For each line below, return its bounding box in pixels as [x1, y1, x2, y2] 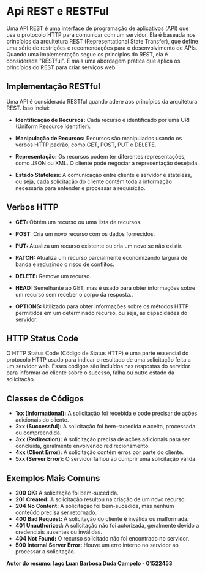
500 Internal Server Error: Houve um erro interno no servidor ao [15, 541, 179, 548]
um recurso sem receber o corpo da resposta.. [15, 290, 133, 298]
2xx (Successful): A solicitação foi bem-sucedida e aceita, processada [15, 423, 196, 430]
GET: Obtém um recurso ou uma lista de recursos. [15, 218, 142, 226]
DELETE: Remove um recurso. [15, 272, 92, 279]
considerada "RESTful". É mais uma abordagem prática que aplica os [6, 57, 181, 64]
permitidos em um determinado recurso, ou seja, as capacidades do [15, 309, 188, 316]
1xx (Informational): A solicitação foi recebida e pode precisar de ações [15, 409, 198, 417]
